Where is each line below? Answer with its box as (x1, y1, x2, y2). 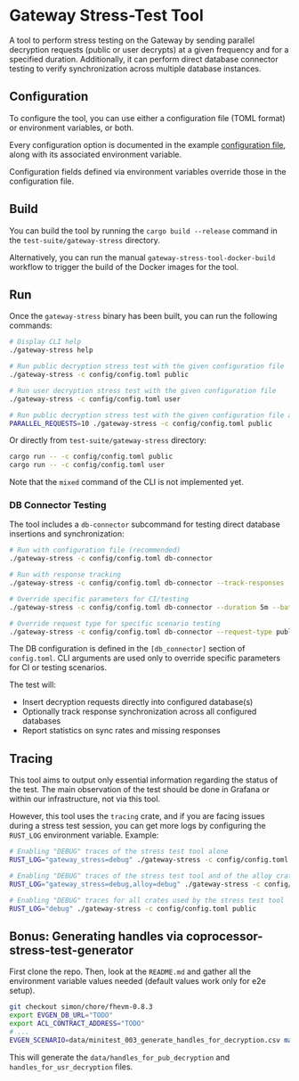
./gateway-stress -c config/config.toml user (9, 394, 181, 404)
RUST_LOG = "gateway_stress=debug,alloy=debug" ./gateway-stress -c (9, 880, 261, 889)
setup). (9, 986, 36, 996)
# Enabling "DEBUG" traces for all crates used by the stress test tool (9, 896, 285, 905)
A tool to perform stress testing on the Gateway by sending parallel (9, 35, 255, 45)
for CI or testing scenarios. (9, 662, 107, 673)
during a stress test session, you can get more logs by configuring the (9, 821, 266, 831)
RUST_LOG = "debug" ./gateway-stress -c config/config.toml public (9, 904, 256, 913)
